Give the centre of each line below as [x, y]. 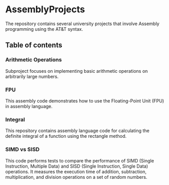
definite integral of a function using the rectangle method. [66, 136]
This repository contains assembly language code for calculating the [77, 131]
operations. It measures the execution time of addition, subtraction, [76, 171]
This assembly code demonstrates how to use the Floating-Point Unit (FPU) [85, 100]
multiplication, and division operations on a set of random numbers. [76, 177]
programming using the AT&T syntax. [44, 29]
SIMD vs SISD [22, 150]
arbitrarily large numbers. [32, 76]
